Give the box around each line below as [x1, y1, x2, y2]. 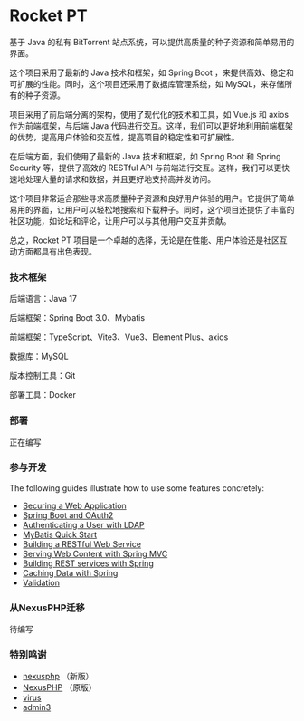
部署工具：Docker [9, 389, 77, 400]
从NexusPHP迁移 [9, 601, 86, 614]
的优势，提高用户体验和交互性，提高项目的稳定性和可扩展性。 [9, 131, 240, 142]
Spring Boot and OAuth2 [22, 509, 114, 521]
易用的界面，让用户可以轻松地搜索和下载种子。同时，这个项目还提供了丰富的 [9, 204, 295, 215]
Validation [22, 577, 61, 588]
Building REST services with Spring [22, 558, 154, 569]
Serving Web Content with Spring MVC [22, 548, 168, 559]
